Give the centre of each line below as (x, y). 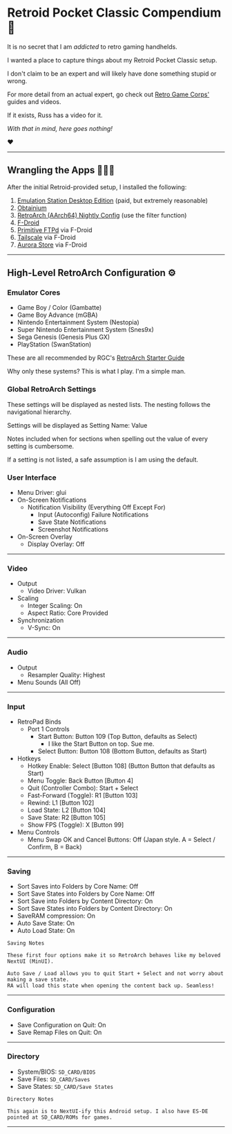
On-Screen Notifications (52, 500)
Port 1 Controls (49, 729)
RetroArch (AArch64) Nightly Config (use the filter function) (102, 215)
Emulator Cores (34, 293)
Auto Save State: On (46, 923)
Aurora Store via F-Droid (52, 245)
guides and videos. (34, 101)
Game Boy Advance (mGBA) (57, 315)
